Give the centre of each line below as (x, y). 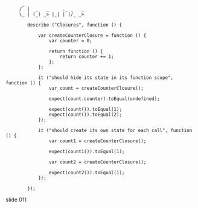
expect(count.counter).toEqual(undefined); (104, 99)
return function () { (76, 51)
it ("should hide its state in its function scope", (105, 78)
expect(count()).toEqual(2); (85, 115)
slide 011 (16, 200)
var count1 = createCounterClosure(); (97, 141)
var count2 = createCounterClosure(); (97, 162)
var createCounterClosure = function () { (92, 36)
